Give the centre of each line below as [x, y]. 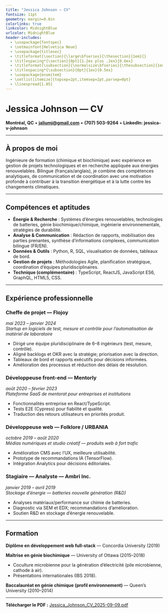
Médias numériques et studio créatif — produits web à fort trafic [72, 443]
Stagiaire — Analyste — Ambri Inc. [48, 477]
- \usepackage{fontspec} [36, 42]
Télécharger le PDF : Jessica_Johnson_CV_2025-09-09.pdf [67, 605]
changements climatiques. [33, 187]
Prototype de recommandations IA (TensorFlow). [63, 458]
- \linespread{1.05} [31, 84]
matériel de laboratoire [29, 334]
